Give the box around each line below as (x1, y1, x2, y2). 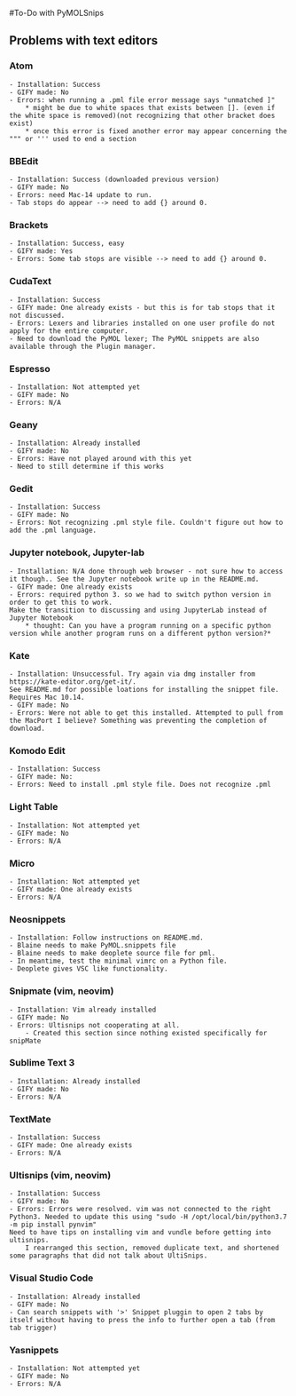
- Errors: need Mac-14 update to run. (9, 190, 152, 199)
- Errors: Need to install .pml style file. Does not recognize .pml (9, 781, 272, 789)
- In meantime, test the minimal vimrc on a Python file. (9, 956, 228, 966)
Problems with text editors (9, 33, 159, 48)
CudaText (9, 275, 51, 288)
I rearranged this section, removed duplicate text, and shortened (25, 1243, 279, 1253)
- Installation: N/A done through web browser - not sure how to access (9, 567, 284, 575)
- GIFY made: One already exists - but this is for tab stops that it (9, 303, 276, 312)
